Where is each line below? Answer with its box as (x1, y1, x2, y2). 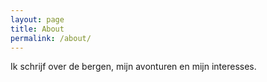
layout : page (10, 14, 65, 25)
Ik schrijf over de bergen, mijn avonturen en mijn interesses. (10, 61, 257, 73)
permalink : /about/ (10, 33, 92, 43)
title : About (10, 24, 65, 34)
